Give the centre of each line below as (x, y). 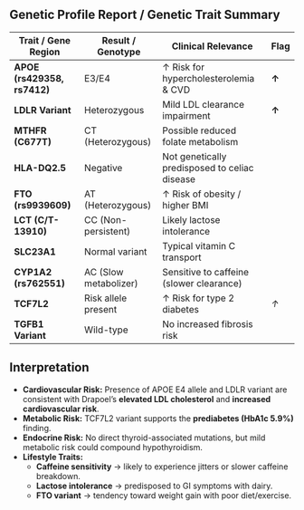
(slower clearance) (202, 283)
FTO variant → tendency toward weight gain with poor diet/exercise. (164, 495)
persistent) (108, 231)
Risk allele (106, 298)
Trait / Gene (44, 40)
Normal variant (116, 251)
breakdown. (58, 476)
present (101, 309)
